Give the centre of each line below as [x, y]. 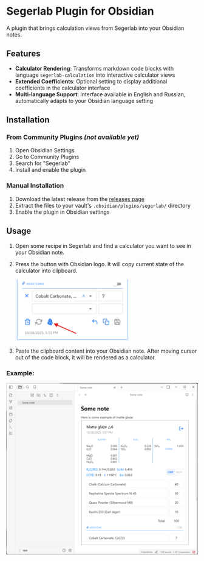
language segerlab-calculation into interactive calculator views [95, 75]
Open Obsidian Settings [45, 150]
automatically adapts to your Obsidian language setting [84, 101]
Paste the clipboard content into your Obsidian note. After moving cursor [106, 351]
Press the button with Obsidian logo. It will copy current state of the [99, 264]
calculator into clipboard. [46, 270]
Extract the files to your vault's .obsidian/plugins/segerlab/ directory [103, 205]
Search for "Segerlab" [43, 163]
